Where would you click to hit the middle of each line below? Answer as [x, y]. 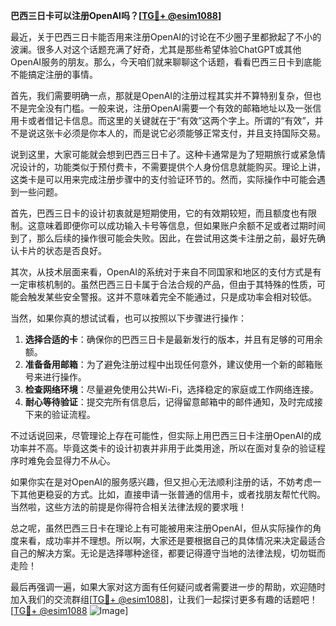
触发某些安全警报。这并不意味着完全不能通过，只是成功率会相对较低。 [172, 297]
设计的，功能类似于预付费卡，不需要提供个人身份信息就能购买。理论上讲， [172, 167]
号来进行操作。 [55, 377]
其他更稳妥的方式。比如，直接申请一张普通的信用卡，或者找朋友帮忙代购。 [172, 494]
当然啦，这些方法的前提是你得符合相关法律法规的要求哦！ [128, 507]
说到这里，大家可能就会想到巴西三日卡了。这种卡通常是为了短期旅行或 [155, 154]
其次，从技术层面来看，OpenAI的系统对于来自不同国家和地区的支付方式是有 [166, 272]
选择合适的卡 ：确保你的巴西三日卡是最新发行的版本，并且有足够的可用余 [173, 339]
